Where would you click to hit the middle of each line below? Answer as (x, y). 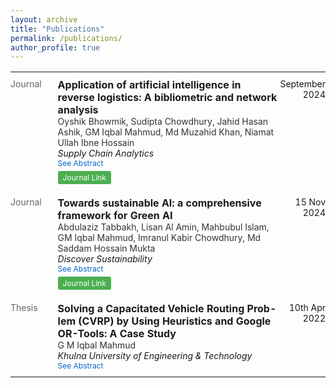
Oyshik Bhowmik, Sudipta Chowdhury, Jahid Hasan (163, 122)
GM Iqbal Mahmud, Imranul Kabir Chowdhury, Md (159, 238)
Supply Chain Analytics (106, 153)
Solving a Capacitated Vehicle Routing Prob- (167, 309)
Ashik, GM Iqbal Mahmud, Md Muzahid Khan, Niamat (166, 132)
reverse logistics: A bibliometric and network (167, 98)
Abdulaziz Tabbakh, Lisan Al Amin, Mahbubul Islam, (163, 227)
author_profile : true (55, 47)
